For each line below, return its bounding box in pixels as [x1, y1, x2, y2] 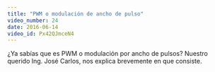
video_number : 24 [7, 17, 59, 24]
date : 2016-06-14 [7, 23, 59, 30]
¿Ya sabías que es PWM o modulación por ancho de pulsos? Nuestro [7, 49, 209, 58]
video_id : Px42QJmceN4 [7, 30, 74, 37]
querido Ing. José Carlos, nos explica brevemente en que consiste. [7, 57, 202, 66]
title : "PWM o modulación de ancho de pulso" [7, 10, 144, 18]
